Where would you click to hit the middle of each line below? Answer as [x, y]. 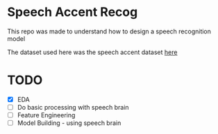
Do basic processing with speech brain [73, 107]
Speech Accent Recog [73, 12]
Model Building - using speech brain [69, 123]
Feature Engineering [46, 115]
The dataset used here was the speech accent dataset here [92, 52]
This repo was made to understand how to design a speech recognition [109, 31]
